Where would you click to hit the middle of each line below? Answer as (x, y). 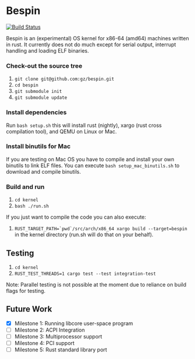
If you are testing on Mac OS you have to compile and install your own (90, 159)
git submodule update (41, 98)
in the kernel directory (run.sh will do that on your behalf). (84, 234)
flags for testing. (26, 291)
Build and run (25, 187)
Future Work (29, 309)
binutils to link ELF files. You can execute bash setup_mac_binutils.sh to (93, 165)
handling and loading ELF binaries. (48, 50)
